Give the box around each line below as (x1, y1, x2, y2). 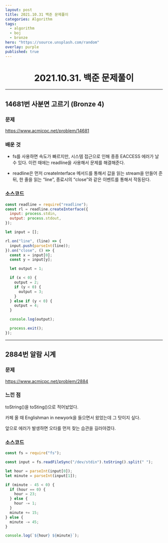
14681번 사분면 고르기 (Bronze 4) (5, 99, 104, 108)
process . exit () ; (9, 326, 43, 331)
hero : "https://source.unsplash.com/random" (5, 40, 99, 45)
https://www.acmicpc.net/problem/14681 (5, 128, 89, 134)
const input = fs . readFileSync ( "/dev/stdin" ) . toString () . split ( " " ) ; (5, 459, 153, 464)
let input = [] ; (5, 229, 39, 235)
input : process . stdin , (9, 211, 57, 216)
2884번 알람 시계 (5, 350, 56, 359)
